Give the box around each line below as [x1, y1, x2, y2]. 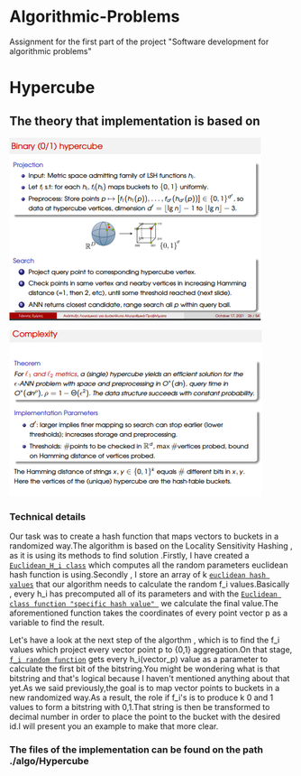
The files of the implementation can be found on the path [9, 744, 264, 756]
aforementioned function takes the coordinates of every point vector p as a [9, 607, 288, 619]
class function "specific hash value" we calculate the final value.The [9, 598, 279, 609]
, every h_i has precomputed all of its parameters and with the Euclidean [9, 588, 278, 599]
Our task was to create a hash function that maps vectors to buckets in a [9, 531, 279, 542]
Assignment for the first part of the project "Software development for [9, 36, 269, 47]
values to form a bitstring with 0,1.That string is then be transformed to [9, 702, 270, 713]
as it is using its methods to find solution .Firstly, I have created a [9, 550, 250, 561]
